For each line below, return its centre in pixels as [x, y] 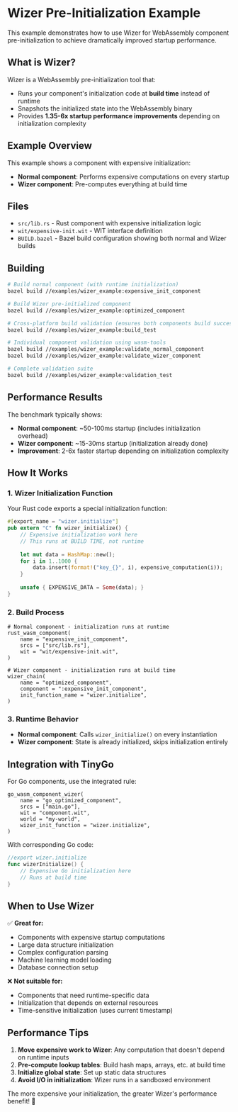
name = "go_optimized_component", [71, 801]
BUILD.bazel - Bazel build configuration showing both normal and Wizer [122, 238]
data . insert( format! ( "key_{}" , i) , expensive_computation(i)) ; [128, 568]
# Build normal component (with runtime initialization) [93, 285]
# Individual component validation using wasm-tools [87, 343]
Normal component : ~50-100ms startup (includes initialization [109, 428]
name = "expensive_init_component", [74, 639]
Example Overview [50, 146]
